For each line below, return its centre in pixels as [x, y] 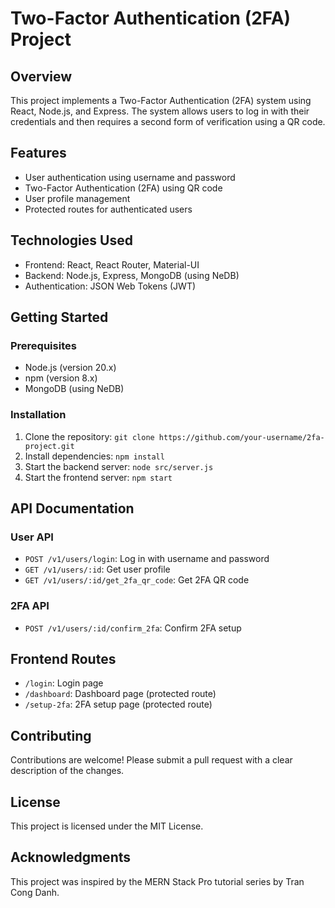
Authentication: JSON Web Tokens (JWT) [110, 286]
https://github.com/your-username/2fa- [241, 437]
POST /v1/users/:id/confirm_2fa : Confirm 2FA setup [133, 628]
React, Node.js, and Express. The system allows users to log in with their [160, 111]
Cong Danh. [35, 892]
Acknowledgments [71, 857]
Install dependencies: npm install [94, 456]
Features [38, 153]
